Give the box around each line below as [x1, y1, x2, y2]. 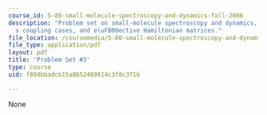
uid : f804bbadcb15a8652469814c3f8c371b [8, 71, 141, 79]
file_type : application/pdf [8, 41, 102, 49]
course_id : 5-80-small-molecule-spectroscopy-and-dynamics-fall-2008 [8, 11, 244, 20]
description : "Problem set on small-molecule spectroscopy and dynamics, [8, 19, 258, 27]
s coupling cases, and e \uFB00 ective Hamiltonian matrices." [15, 26, 222, 34]
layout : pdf [8, 48, 48, 56]
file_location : [8, 33, 59, 42]
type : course [8, 63, 52, 71]
